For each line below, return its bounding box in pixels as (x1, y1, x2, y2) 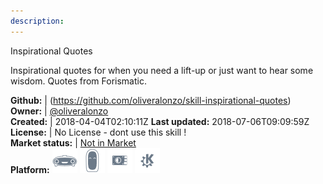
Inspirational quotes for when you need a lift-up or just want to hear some (10, 64, 314, 76)
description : (10, 16, 65, 26)
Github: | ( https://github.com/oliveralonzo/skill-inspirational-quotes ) (10, 94, 292, 106)
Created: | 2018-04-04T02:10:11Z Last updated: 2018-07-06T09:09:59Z (10, 115, 310, 127)
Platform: (10, 163, 50, 175)
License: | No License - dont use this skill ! (10, 126, 187, 138)
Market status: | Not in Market (10, 136, 137, 149)
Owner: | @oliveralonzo (10, 105, 109, 117)
